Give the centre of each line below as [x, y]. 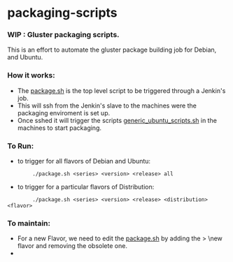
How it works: [31, 75]
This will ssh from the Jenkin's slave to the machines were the [107, 105]
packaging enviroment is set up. [64, 112]
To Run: [21, 146]
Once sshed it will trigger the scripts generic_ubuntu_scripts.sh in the [117, 120]
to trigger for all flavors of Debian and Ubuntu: [84, 161]
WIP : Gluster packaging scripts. [64, 35]
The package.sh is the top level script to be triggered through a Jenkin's [121, 90]
